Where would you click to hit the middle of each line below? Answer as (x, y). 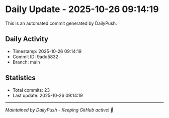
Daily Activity (27, 39)
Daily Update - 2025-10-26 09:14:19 (82, 9)
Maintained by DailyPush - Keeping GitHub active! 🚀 (59, 110)
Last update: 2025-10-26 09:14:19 (48, 95)
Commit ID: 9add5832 (35, 56)
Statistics (21, 78)
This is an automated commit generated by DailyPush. (61, 23)
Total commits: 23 (31, 90)
